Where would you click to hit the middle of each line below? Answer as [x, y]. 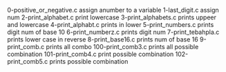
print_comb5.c [28, 61]
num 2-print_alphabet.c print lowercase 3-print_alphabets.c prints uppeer [112, 17]
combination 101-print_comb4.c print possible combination [91, 54]
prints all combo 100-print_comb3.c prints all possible [122, 47]
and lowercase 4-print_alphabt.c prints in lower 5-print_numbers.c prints [111, 25]
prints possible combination [89, 61]
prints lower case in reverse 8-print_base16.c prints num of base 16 [103, 39]
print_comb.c [26, 47]
